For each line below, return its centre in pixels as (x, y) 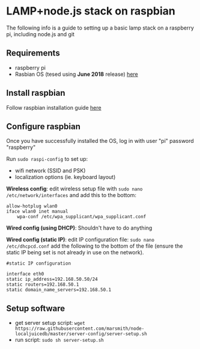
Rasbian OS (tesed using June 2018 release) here (76, 74)
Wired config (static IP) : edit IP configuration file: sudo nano (80, 240)
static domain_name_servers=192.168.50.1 (59, 290)
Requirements (33, 53)
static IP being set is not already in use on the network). (75, 253)
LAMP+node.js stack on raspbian (91, 11)
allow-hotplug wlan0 (32, 206)
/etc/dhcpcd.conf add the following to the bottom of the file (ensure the (95, 246)
